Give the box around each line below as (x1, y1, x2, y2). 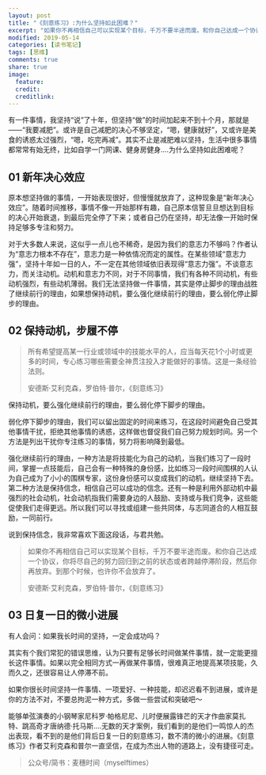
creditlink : (15, 93, 55, 101)
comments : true (8, 56, 59, 64)
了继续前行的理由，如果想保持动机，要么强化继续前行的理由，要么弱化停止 (8, 289, 251, 298)
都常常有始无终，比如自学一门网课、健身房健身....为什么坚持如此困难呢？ (8, 145, 245, 154)
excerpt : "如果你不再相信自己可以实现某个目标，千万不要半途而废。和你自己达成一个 (8, 26, 250, 34)
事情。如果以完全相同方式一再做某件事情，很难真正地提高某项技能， (28, 658, 251, 667)
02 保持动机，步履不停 (8, 324, 119, 337)
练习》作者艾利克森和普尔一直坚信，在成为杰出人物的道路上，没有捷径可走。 (8, 741, 258, 750)
